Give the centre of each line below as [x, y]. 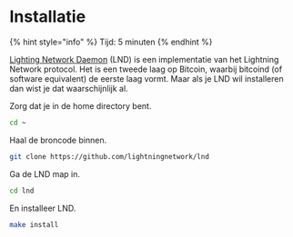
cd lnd [22, 191]
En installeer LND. [43, 208]
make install [34, 224]
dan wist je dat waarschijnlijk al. [69, 88]
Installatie [48, 17]
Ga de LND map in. [45, 173]
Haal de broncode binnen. [58, 140]
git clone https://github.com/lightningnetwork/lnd [109, 156]
